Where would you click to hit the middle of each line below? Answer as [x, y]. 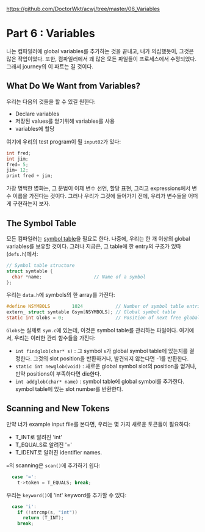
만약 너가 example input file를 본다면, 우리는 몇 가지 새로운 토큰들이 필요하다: [99, 424]
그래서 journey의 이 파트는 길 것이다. [50, 66]
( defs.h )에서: [22, 253]
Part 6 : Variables [51, 34]
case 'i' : [24, 506]
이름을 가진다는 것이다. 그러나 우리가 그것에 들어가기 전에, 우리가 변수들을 [100, 196]
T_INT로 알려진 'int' [39, 437]
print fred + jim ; [30, 176]
